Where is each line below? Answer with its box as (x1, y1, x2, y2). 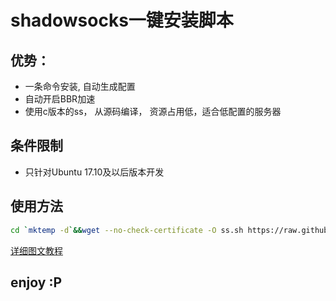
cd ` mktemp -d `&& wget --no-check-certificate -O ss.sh (10, 225, 244, 235)
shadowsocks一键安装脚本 (10, 9, 234, 32)
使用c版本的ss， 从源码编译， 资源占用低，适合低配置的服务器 (24, 106, 282, 117)
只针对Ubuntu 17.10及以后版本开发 (24, 166, 165, 178)
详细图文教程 (10, 244, 63, 256)
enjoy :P (10, 274, 63, 291)
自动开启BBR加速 (24, 93, 96, 105)
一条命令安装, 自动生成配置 (24, 81, 136, 92)
